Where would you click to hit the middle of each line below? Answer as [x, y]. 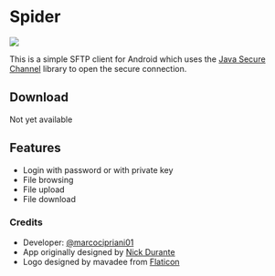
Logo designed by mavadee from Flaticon [101, 261]
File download [49, 199]
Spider [35, 17]
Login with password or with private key [98, 169]
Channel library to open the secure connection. [98, 68]
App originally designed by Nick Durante [99, 251]
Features [35, 148]
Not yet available [41, 119]
